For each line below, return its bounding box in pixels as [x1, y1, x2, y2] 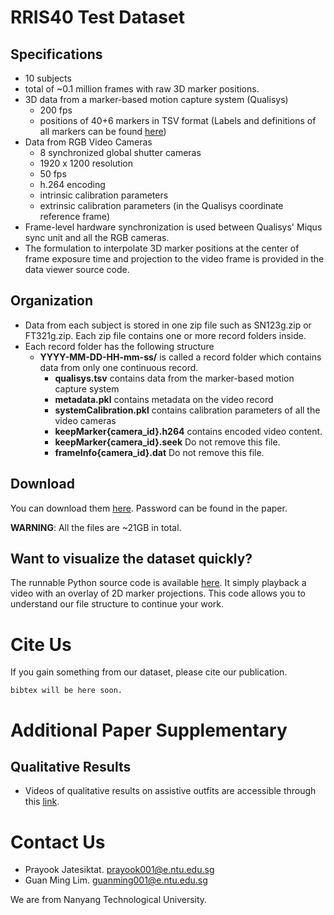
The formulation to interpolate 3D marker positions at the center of [24, 242, 300, 254]
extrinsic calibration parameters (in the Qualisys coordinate [39, 200, 284, 211]
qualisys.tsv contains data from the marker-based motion [54, 372, 295, 384]
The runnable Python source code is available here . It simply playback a [10, 577, 307, 589]
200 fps [39, 104, 73, 116]
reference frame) [39, 211, 110, 222]
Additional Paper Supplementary [10, 719, 288, 741]
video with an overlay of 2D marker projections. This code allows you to [10, 587, 306, 600]
